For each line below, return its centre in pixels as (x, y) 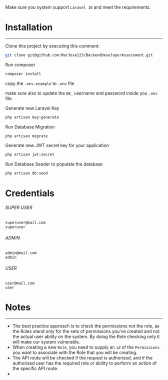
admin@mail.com (21, 253)
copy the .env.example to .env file (40, 83)
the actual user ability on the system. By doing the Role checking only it (86, 336)
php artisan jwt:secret (30, 154)
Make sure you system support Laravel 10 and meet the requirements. (78, 7)
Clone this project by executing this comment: (52, 46)
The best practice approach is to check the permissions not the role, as (86, 326)
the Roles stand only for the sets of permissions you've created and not (86, 331)
